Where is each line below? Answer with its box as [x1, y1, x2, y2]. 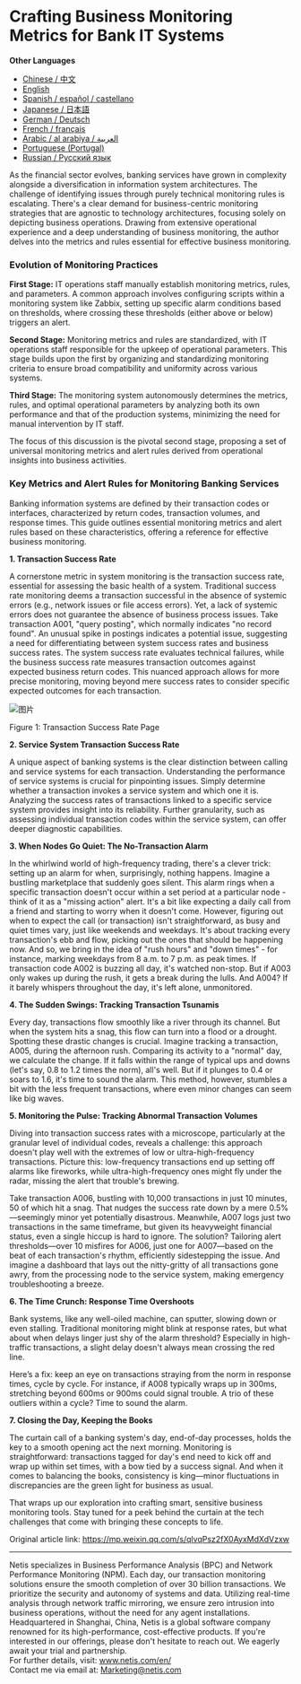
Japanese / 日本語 [21, 103, 90, 114]
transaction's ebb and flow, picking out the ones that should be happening [9, 934, 284, 945]
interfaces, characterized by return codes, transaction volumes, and [9, 507, 261, 518]
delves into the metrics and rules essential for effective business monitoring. [9, 236, 291, 247]
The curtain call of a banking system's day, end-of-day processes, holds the [9, 1432, 292, 1443]
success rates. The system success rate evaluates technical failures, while [9, 647, 285, 658]
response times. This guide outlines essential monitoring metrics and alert [9, 517, 282, 528]
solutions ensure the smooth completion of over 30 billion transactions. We [9, 1578, 287, 1589]
